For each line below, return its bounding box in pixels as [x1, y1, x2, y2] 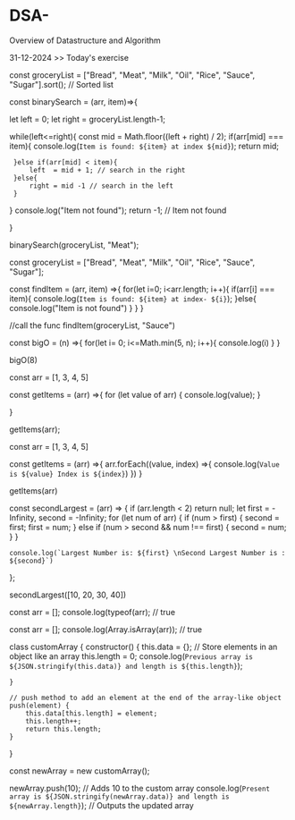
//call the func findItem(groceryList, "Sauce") [9, 319, 176, 331]
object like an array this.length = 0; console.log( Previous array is [9, 650, 253, 662]
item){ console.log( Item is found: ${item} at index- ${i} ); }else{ [9, 292, 257, 304]
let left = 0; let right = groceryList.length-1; [9, 114, 166, 124]
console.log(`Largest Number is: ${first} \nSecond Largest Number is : [9, 548, 286, 557]
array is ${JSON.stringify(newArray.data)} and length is [9, 792, 230, 801]
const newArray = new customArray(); [9, 765, 150, 776]
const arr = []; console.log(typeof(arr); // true [9, 606, 176, 617]
